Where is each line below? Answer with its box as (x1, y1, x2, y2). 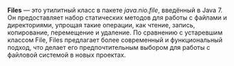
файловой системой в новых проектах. (7, 51, 127, 59)
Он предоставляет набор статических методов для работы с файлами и (7, 13, 228, 22)
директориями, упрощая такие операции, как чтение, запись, (7, 21, 196, 29)
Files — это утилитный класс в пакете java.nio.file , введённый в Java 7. (7, 6, 223, 14)
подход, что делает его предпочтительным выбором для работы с (7, 44, 211, 51)
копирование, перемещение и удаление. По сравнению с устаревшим (7, 28, 223, 37)
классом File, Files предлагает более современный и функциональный (7, 36, 223, 44)
